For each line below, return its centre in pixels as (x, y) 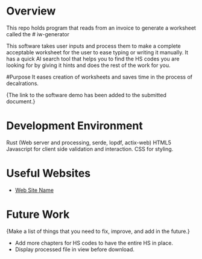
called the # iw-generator (38, 34)
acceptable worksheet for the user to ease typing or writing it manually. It (97, 52)
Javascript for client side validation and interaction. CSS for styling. (90, 149)
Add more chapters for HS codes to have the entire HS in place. (94, 243)
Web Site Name (34, 190)
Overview (31, 11)
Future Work (38, 214)
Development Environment (74, 126)
